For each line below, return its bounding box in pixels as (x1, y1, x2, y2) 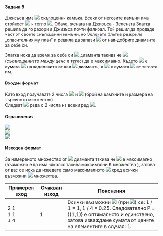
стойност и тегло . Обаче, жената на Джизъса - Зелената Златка (5, 21, 151, 27)
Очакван (40, 185, 62, 191)
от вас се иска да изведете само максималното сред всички (5, 167, 138, 173)
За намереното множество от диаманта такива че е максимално (5, 156, 153, 162)
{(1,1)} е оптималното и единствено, (67, 211, 154, 218)
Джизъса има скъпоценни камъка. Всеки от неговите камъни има (5, 15, 149, 21)
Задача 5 (5, 4, 25, 10)
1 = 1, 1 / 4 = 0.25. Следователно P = (67, 204, 155, 211)
